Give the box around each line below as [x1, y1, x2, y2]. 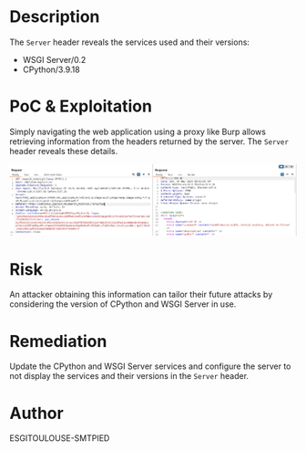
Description [9, 6, 100, 27]
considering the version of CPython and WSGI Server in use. [9, 299, 237, 309]
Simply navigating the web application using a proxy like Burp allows [9, 126, 267, 137]
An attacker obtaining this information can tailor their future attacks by [9, 289, 273, 300]
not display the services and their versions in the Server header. [9, 371, 249, 382]
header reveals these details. [9, 145, 118, 156]
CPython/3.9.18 [22, 64, 80, 75]
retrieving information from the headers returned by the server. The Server [9, 135, 290, 147]
